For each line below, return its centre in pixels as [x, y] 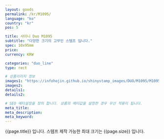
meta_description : [24, 112]
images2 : [14, 86]
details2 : [15, 95]
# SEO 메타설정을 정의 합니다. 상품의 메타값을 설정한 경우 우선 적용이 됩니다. [74, 103]
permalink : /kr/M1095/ [28, 14]
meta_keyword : [20, 117]
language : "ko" [20, 18]
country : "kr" [20, 23]
